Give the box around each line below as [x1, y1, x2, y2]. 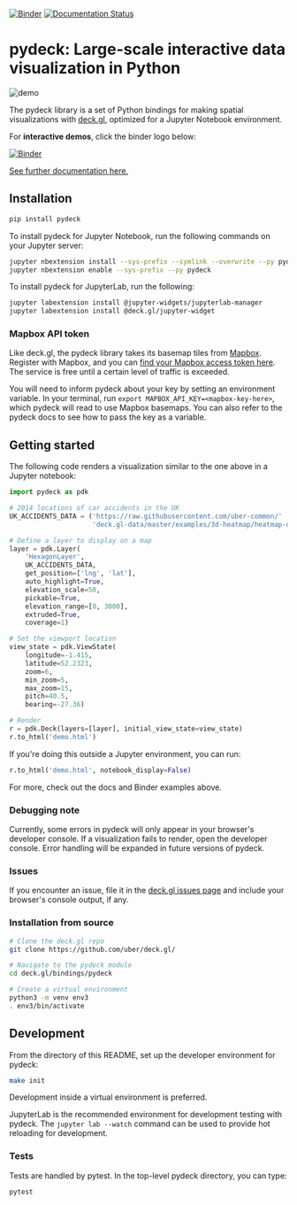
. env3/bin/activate [9, 1001, 86, 1010]
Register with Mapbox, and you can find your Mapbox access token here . [9, 357, 276, 367]
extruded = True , [25, 610, 81, 619]
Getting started [9, 437, 95, 452]
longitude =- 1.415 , [25, 651, 93, 660]
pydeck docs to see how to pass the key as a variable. [9, 412, 207, 422]
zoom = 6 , [25, 667, 53, 676]
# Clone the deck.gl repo [9, 937, 104, 946]
